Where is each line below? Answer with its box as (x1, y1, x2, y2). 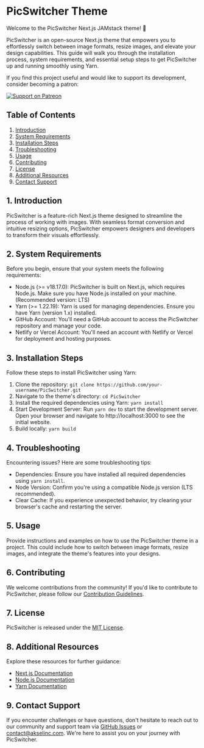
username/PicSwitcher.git (15, 387, 81, 394)
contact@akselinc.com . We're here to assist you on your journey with (6, 730, 181, 737)
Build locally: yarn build (15, 425, 76, 432)
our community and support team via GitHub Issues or (6, 723, 142, 730)
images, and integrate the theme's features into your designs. (6, 550, 161, 557)
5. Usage (6, 521, 41, 531)
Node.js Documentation (15, 676, 75, 683)
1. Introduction (6, 196, 62, 206)
